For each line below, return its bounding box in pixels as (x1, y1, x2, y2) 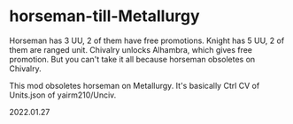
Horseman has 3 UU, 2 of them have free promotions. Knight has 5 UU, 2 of (9, 35, 285, 46)
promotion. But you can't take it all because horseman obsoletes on (9, 54, 256, 64)
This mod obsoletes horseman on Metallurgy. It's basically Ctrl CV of (9, 80, 260, 91)
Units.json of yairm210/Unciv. (9, 90, 117, 100)
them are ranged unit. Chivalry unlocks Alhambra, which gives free (9, 44, 253, 55)
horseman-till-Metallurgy (9, 6, 201, 26)
